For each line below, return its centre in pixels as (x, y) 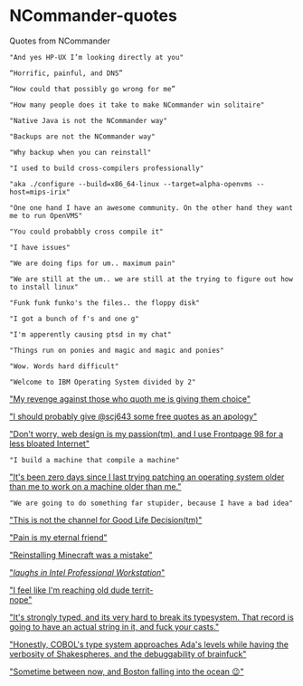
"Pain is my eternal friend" (58, 537)
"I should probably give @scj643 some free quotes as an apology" (133, 416)
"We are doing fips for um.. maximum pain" (93, 263)
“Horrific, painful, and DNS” (66, 73)
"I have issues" (40, 247)
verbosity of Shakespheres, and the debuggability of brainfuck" (128, 653)
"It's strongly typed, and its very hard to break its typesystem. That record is (151, 617)
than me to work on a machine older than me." (95, 486)
